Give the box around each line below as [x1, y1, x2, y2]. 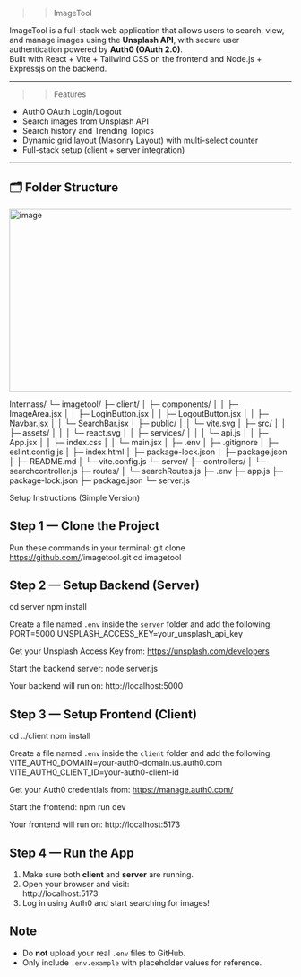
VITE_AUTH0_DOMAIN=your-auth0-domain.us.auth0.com [9, 758, 223, 769]
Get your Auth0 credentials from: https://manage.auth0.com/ [9, 785, 234, 796]
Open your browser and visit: [21, 879, 130, 890]
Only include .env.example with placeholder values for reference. [21, 956, 262, 968]
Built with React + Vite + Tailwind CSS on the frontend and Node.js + [9, 54, 262, 64]
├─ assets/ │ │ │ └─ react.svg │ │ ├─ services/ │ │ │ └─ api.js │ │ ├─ [9, 427, 269, 438]
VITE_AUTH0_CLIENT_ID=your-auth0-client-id [9, 767, 179, 778]
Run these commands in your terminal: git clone [9, 542, 185, 553]
